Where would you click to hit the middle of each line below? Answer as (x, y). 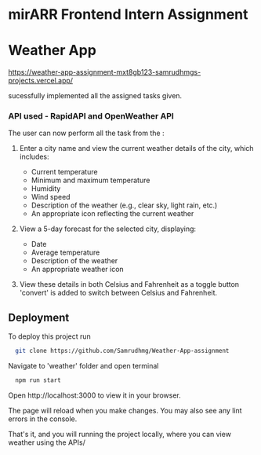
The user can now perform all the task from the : (86, 133)
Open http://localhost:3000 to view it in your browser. (95, 395)
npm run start (38, 380)
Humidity (46, 189)
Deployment (39, 317)
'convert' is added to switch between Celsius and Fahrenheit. (118, 293)
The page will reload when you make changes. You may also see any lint (125, 410)
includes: (34, 157)
